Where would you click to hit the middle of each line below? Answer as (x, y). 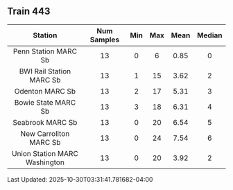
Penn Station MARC (45, 51)
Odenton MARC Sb (45, 91)
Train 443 (29, 11)
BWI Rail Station (45, 71)
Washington (45, 162)
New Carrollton (45, 133)
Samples (105, 40)
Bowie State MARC (45, 102)
